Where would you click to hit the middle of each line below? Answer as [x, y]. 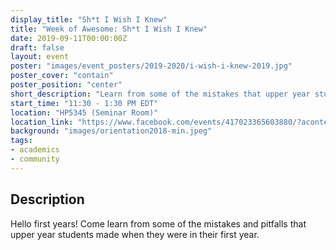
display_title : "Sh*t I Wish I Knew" [89, 19]
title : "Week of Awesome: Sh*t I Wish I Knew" [109, 29]
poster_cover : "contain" [62, 76]
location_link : [42, 122]
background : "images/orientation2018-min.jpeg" [111, 131]
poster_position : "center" [66, 85]
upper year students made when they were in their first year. [135, 234]
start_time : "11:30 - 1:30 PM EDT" [84, 103]
